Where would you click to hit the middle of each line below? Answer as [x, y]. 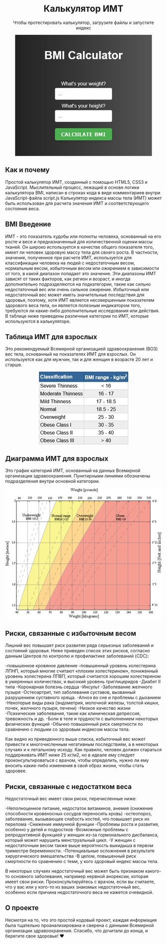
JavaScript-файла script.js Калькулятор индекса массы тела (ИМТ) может [83, 198]
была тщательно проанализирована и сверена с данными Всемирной [80, 925]
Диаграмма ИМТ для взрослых [57, 458]
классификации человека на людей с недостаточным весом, [70, 263]
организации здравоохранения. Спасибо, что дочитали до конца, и [77, 931]
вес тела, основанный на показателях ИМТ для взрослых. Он [71, 354]
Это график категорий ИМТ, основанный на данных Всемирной [73, 471]
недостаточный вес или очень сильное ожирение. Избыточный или [77, 289]
